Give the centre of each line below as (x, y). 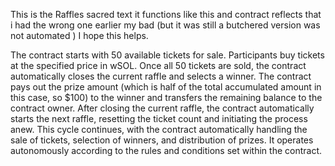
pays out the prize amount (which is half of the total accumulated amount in (166, 87)
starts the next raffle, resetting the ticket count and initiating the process (159, 118)
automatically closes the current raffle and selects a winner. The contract (161, 76)
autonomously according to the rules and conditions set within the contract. (166, 150)
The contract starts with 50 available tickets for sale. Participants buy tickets (167, 55)
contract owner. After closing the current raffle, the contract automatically (162, 108)
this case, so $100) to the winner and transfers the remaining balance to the (166, 97)
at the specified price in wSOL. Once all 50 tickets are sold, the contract (158, 65)
